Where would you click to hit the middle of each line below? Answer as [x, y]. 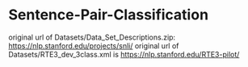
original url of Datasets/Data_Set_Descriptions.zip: [92, 37]
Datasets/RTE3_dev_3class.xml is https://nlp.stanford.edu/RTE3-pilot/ [124, 54]
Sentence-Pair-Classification [108, 15]
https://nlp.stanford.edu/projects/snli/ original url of [94, 45]
